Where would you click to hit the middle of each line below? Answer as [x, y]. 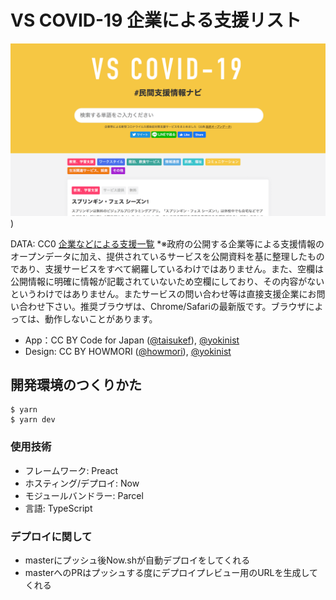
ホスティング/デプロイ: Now [82, 483]
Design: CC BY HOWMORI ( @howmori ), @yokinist [128, 351]
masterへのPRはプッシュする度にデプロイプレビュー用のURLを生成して [171, 572]
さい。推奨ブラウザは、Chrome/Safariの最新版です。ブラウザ [180, 306]
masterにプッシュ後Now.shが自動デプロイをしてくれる [137, 560]
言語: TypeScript [58, 508]
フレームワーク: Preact [71, 470]
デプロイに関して [51, 536]
